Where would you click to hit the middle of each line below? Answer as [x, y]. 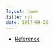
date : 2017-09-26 [27, 22]
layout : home [22, 11]
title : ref [19, 17]
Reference [27, 39]
